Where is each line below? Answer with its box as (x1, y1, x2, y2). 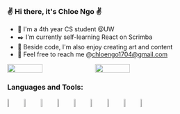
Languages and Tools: (7, 83, 83, 92)
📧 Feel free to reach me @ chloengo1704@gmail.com (17, 50, 168, 58)
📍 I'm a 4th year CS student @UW (17, 25, 115, 33)
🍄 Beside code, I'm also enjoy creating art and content (17, 43, 173, 51)
